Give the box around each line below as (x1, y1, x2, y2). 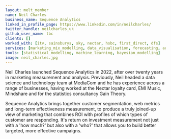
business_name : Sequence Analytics (5, 17, 81, 22)
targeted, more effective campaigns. (5, 128, 82, 134)
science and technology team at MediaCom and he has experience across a (5, 80, 165, 86)
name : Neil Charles (5, 12, 47, 17)
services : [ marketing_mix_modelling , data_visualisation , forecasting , (5, 45, 160, 51)
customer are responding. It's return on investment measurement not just (5, 117, 159, 123)
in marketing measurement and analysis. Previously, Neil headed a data (5, 75, 155, 81)
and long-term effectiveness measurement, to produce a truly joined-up (5, 106, 156, 112)
